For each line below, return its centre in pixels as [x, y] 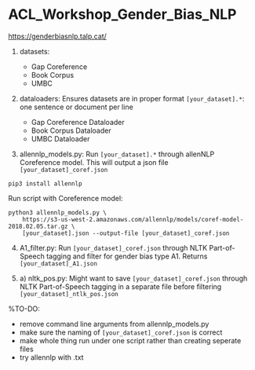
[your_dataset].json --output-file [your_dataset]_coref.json [126, 233]
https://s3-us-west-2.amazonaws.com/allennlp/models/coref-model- [133, 219]
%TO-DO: [24, 309]
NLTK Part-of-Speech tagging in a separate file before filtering [120, 286]
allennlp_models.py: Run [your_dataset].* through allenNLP [117, 154]
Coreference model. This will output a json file [94, 162]
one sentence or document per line [76, 107]
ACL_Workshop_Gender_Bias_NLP [122, 15]
